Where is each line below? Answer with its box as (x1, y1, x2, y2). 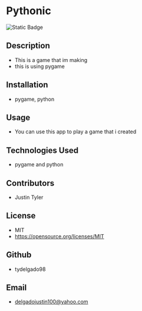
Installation (6, 80, 48, 90)
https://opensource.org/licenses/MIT (14, 233, 104, 240)
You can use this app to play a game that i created (14, 128, 137, 135)
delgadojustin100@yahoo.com (14, 298, 88, 305)
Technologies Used (6, 145, 78, 155)
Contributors (6, 178, 55, 188)
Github (6, 250, 32, 260)
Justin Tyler (14, 194, 44, 201)
